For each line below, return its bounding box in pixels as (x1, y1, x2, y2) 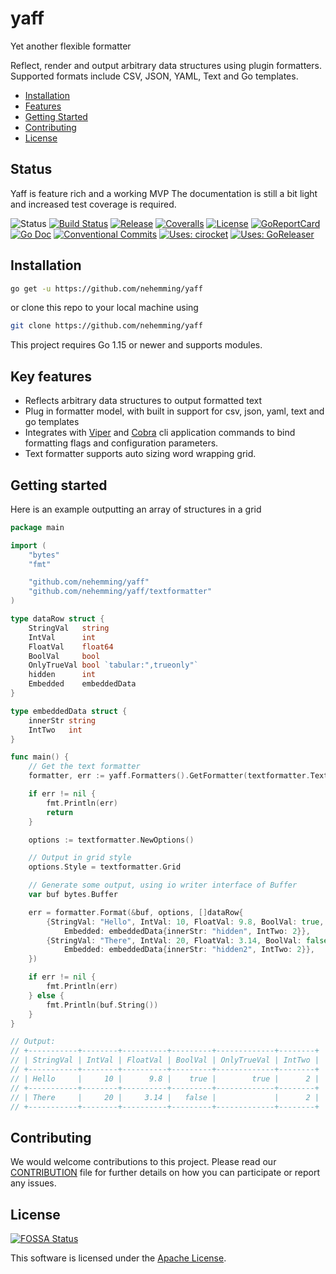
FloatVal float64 (28, 642, 114, 652)
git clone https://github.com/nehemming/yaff (10, 321, 203, 331)
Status (10, 161, 53, 178)
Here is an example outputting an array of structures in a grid (10, 503, 262, 515)
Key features (10, 368, 92, 385)
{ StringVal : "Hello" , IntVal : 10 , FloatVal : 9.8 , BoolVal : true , (46, 917, 325, 927)
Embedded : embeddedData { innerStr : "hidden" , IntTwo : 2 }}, (63, 926, 311, 936)
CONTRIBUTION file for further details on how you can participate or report (10, 1167, 321, 1179)
